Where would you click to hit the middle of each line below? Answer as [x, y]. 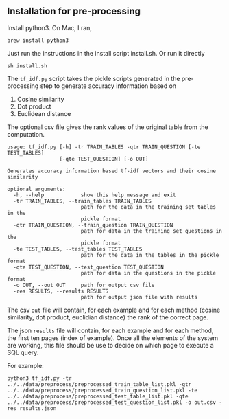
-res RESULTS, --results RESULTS [61, 291]
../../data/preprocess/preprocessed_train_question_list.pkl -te [102, 390]
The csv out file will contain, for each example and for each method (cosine [114, 310]
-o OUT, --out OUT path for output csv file [84, 285]
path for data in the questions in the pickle [148, 273]
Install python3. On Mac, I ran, [50, 27]
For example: [26, 365]
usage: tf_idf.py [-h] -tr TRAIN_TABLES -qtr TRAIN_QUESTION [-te [104, 147]
